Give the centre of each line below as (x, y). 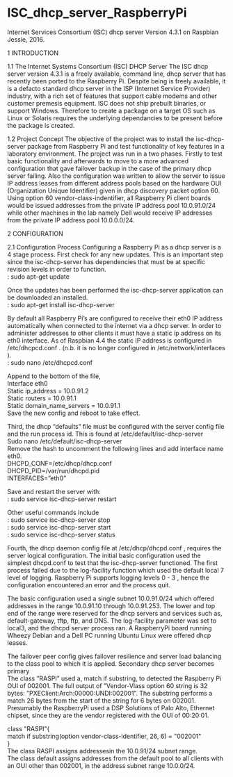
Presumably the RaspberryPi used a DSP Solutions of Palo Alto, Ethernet (111, 708)
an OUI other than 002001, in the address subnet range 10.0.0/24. (101, 765)
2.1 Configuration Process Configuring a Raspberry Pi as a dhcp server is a (114, 247)
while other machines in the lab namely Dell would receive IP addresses (110, 213)
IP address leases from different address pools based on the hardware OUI (114, 183)
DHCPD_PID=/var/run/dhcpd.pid (54, 471)
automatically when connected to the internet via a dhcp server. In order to (114, 325)
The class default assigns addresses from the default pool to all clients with (115, 758)
